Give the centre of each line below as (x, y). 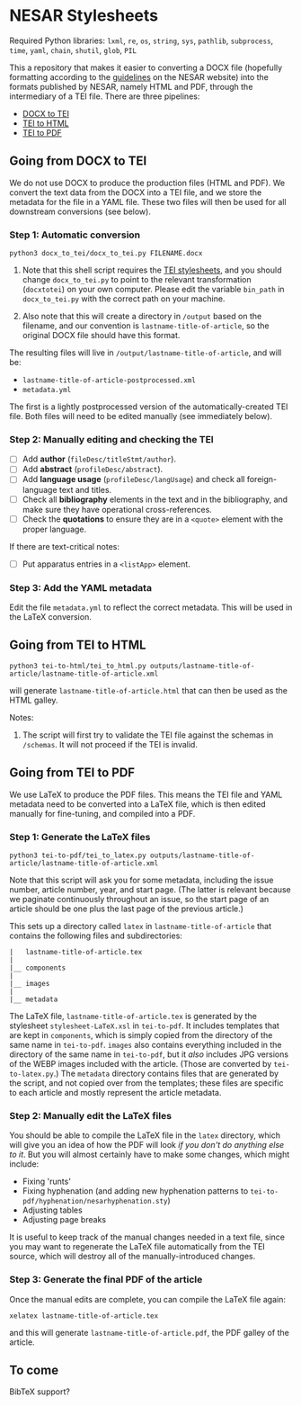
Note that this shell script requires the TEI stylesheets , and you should (152, 270)
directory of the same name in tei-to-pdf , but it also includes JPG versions (149, 1054)
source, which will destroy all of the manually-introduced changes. (133, 1257)
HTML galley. (34, 700)
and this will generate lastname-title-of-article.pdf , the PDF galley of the (149, 1332)
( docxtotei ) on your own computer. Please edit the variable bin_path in (153, 290)
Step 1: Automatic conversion (75, 235)
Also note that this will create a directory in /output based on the (142, 317)
